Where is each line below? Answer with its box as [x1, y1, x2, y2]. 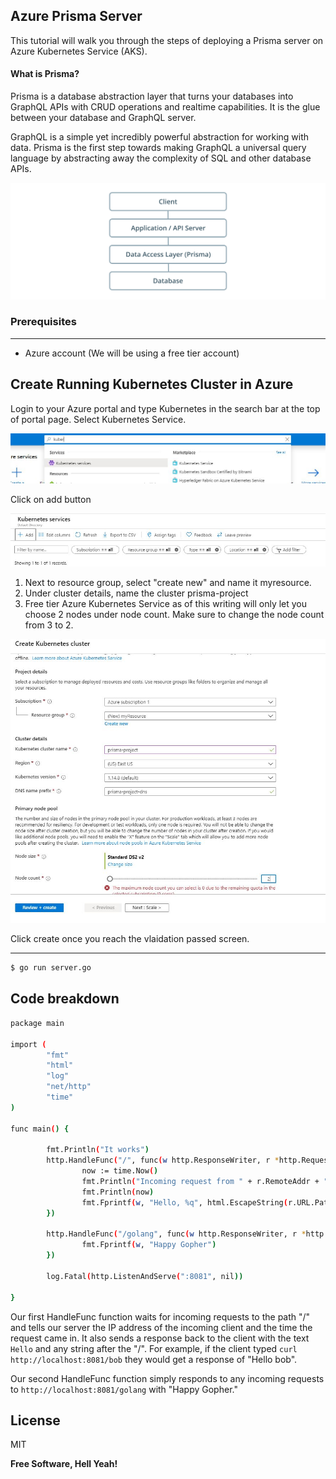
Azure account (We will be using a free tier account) [24, 347, 240, 359]
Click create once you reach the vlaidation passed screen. [10, 933, 250, 945]
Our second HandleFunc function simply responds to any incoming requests [10, 1372, 325, 1384]
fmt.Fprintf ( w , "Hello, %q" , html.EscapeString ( [81, 1197, 288, 1208]
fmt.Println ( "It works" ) [46, 1145, 150, 1155]
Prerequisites [10, 315, 77, 329]
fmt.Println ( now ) [81, 1187, 155, 1197]
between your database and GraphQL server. [10, 112, 197, 124]
